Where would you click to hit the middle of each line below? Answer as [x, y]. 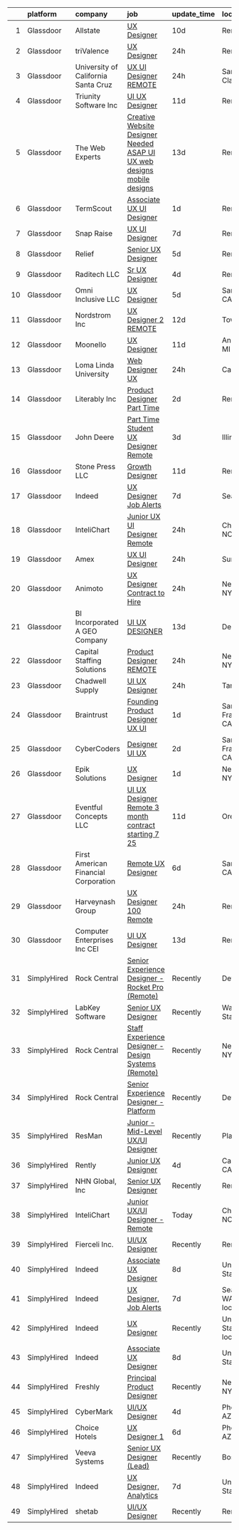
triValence [92, 51]
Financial [90, 873]
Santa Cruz [94, 85]
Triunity [88, 96]
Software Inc [96, 105]
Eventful [89, 807]
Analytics [143, 1495]
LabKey [88, 1008]
